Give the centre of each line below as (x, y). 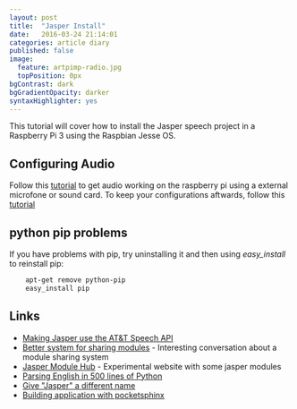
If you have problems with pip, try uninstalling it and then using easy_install (148, 254)
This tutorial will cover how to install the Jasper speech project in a (132, 126)
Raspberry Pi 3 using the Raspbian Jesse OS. (93, 136)
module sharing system (65, 357)
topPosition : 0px (50, 76)
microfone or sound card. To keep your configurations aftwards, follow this (147, 195)
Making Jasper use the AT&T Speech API (98, 337)
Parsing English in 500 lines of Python (92, 376)
